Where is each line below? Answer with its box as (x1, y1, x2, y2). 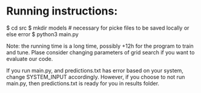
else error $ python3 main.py (6, 30, 79, 37)
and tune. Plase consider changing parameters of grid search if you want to (6, 48, 195, 56)
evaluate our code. (6, 55, 53, 62)
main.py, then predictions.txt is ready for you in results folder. (6, 80, 159, 87)
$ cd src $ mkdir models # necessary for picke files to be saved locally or (6, 24, 189, 31)
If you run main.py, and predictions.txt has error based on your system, (6, 66, 183, 74)
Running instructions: (6, 4, 118, 18)
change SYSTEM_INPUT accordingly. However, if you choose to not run (6, 73, 185, 80)
